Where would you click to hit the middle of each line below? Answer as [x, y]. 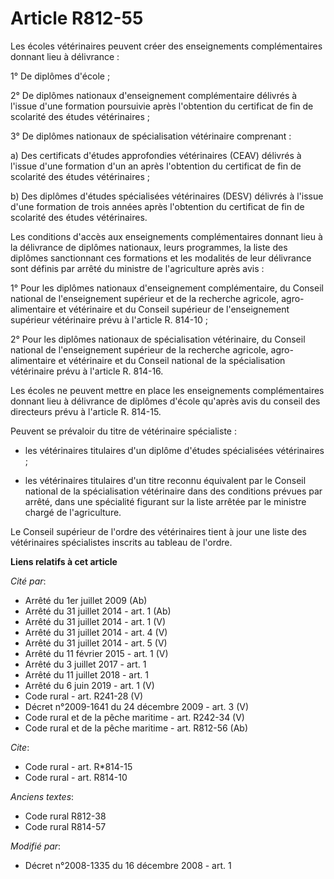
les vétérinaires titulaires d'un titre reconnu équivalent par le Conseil [165, 480]
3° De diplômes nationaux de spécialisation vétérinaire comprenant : [151, 136]
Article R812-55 [77, 18]
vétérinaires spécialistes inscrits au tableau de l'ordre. [121, 542]
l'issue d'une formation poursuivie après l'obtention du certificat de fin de [162, 106]
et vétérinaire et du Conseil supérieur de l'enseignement [174, 309]
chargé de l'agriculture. [73, 512]
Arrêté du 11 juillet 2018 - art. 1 [86, 674]
